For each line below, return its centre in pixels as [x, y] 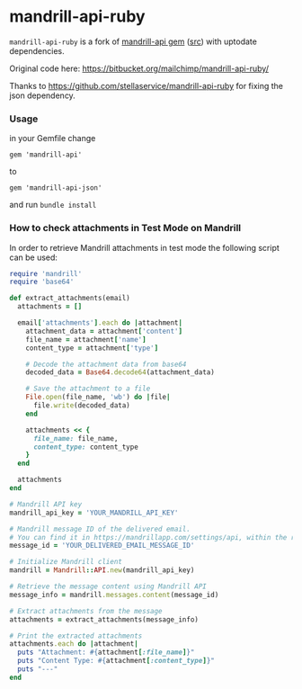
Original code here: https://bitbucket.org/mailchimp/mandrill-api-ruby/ [139, 68]
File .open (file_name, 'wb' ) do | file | [98, 398]
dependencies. [37, 50]
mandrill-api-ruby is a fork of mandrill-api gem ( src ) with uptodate [133, 41]
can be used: [34, 257]
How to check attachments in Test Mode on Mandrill [125, 228]
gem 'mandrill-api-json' [56, 188]
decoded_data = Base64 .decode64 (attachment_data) [120, 372]
